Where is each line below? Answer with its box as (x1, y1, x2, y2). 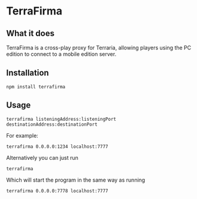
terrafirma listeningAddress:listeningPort (6, 116, 117, 122)
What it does (6, 28, 55, 38)
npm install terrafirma (6, 84, 66, 90)
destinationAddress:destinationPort (6, 121, 98, 127)
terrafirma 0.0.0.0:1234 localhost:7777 (6, 143, 109, 150)
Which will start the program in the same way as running (6, 176, 146, 183)
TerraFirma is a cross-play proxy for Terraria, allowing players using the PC (6, 44, 192, 51)
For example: (6, 132, 39, 139)
